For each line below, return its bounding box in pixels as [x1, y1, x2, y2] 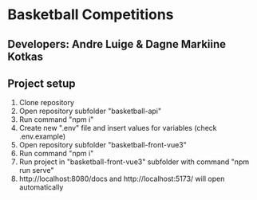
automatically [18, 182, 64, 192]
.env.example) [18, 131, 66, 141]
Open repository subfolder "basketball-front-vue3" [18, 140, 187, 150]
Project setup [7, 76, 77, 90]
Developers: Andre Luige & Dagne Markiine [7, 37, 227, 51]
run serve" [18, 166, 54, 175]
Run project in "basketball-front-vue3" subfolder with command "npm [18, 157, 249, 167]
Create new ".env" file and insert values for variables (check [18, 124, 217, 133]
